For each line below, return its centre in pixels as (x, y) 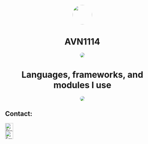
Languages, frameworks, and (82, 75)
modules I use (82, 85)
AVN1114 (82, 42)
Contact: (19, 114)
